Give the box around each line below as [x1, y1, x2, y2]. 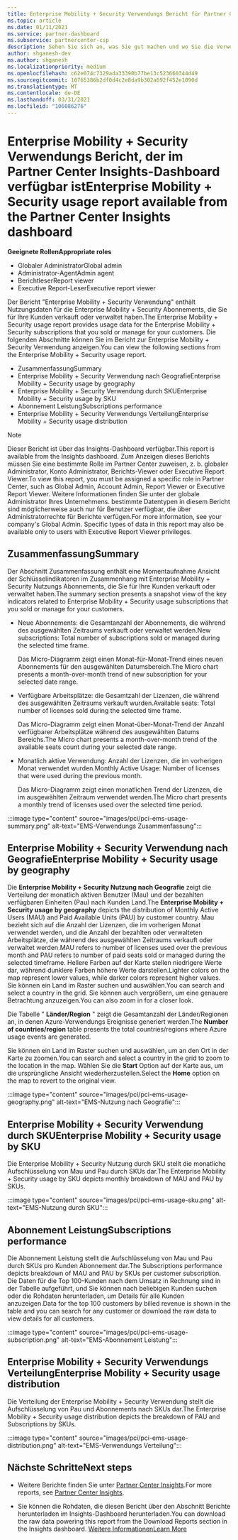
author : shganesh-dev [7, 50, 72, 58]
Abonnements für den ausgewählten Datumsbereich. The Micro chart [17, 662, 218, 671]
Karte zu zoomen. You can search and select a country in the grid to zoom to [7, 1054, 230, 1062]
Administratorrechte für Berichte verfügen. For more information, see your [7, 512, 222, 520]
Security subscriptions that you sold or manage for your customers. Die [7, 327, 216, 336]
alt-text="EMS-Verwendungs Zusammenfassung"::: [52, 821, 203, 830]
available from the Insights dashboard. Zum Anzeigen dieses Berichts [7, 452, 210, 460]
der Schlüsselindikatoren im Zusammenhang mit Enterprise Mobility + [7, 574, 210, 583]
